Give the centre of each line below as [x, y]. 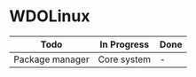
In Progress [125, 44]
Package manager [52, 59]
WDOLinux [50, 16]
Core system [125, 59]
